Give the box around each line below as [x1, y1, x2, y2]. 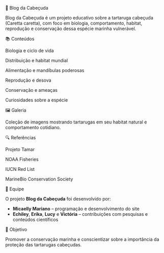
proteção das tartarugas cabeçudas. [5, 242, 82, 247]
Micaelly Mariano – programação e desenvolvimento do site [12, 206, 140, 212]
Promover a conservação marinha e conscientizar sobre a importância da [5, 236, 159, 242]
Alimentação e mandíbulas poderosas [5, 67, 85, 73]
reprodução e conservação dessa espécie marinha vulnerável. [5, 26, 136, 32]
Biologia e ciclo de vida [5, 47, 54, 54]
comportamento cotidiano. [5, 124, 61, 130]
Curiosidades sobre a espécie [5, 97, 68, 103]
